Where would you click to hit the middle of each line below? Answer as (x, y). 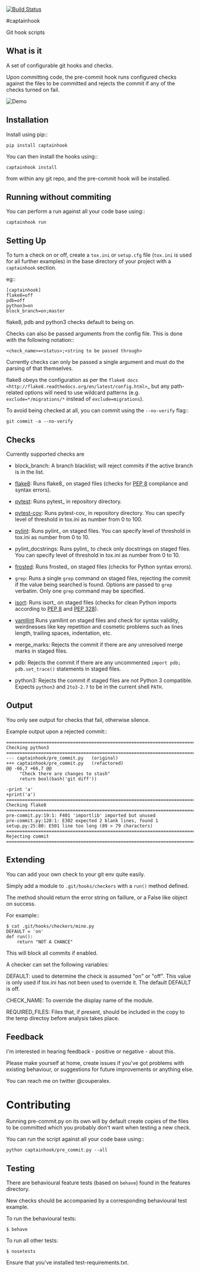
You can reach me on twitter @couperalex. (59, 1080)
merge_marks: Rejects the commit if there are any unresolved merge (99, 645)
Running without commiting (59, 197)
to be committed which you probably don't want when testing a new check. (99, 1128)
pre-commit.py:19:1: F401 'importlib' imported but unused (81, 815)
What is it (24, 51)
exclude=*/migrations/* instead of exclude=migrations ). (75, 399)
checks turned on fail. (33, 89)
